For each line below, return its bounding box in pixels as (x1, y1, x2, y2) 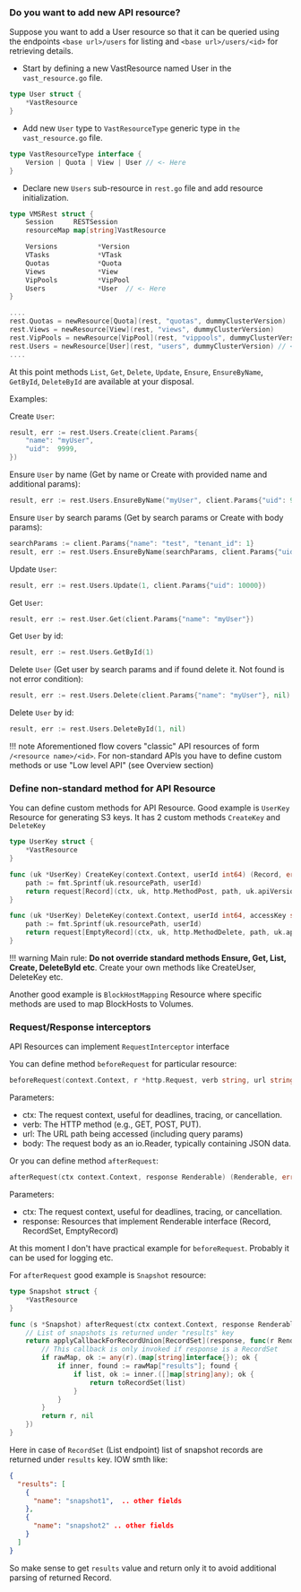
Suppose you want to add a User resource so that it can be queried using (9, 27, 279, 38)
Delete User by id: (9, 707, 74, 718)
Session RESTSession (25, 218, 118, 227)
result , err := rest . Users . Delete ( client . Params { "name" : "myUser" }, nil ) (9, 691, 291, 700)
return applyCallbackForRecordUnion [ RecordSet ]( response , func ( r (25, 1337, 275, 1345)
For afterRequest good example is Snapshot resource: (9, 1270, 207, 1281)
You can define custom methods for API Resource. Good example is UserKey (9, 802, 290, 813)
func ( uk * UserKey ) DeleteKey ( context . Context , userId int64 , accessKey (9, 912, 287, 921)
